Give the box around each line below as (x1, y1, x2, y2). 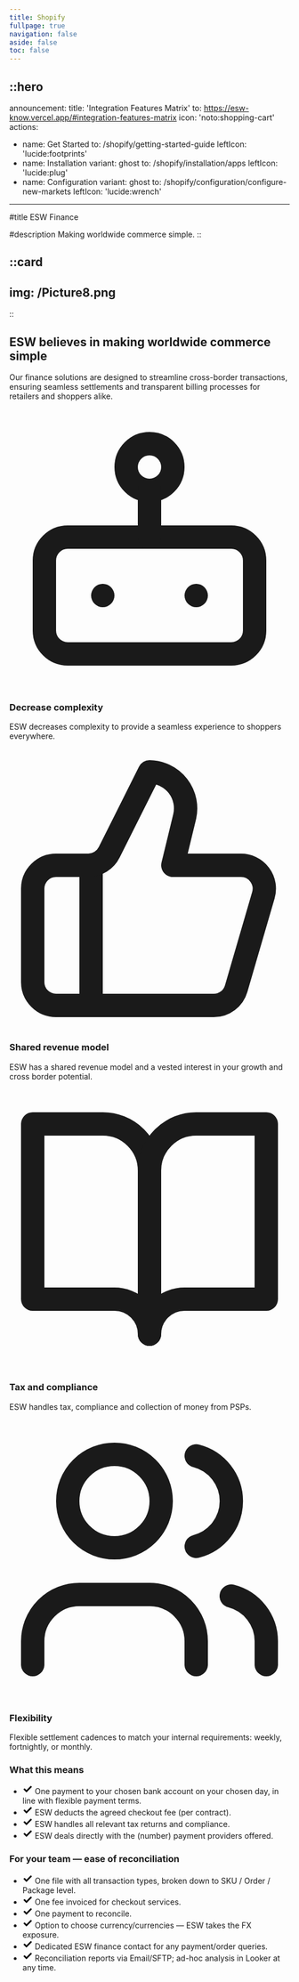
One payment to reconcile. (34, 1908, 132, 1919)
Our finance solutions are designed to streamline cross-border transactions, (9, 371, 287, 383)
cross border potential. (9, 1071, 93, 1081)
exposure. (21, 1929, 60, 1940)
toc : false (9, 46, 50, 55)
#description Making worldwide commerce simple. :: (9, 229, 202, 239)
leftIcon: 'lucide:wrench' (72, 186, 162, 197)
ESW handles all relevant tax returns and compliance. (34, 1819, 230, 1830)
